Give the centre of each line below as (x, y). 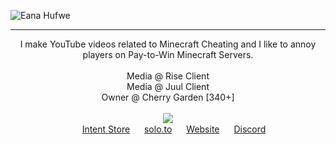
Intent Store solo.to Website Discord (174, 129)
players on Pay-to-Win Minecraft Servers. (168, 54)
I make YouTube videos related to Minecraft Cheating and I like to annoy (168, 44)
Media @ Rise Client (168, 76)
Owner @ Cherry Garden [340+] (168, 97)
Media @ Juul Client (168, 86)
